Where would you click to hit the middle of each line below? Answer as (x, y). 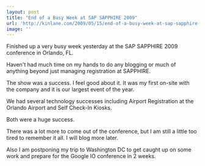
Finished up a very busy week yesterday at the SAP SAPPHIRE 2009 (92, 46)
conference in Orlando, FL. (40, 53)
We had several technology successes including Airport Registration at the (100, 101)
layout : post (23, 12)
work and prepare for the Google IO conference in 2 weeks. (81, 156)
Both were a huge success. (41, 120)
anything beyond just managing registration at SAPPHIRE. (79, 71)
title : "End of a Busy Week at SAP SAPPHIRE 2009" (72, 18)
